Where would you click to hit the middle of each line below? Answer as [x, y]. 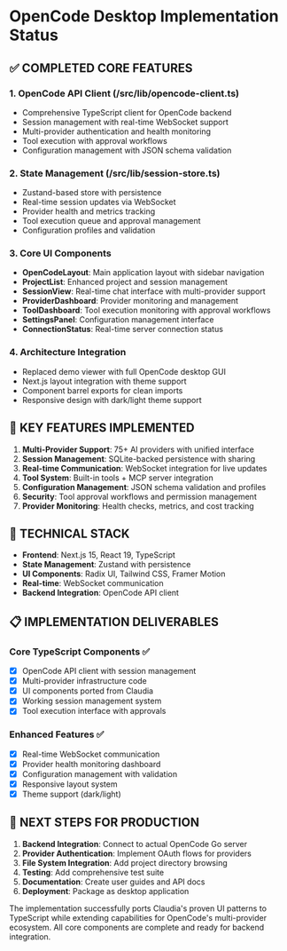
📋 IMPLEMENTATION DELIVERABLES [114, 622]
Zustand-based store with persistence [92, 193]
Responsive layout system [70, 784]
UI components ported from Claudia [87, 691]
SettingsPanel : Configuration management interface [118, 320]
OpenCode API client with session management [109, 671]
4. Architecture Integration [68, 353]
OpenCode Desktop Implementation [144, 16]
